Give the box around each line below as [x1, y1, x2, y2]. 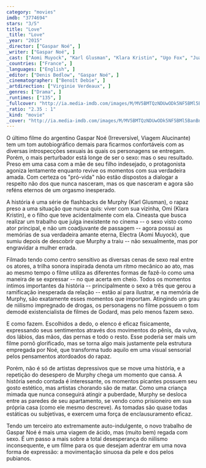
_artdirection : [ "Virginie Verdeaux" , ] [6, 84, 112, 90]
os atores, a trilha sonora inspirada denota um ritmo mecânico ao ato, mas [6, 262, 194, 270]
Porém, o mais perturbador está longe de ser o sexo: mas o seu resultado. [6, 154, 194, 162]
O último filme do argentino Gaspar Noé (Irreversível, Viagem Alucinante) [6, 135, 191, 142]
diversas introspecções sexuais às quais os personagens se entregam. [6, 147, 186, 155]
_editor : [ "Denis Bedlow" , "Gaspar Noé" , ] [6, 72, 120, 78]
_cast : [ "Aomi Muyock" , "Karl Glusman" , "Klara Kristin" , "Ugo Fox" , [6, 55, 188, 61]
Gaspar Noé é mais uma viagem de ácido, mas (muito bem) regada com [6, 429, 188, 436]
